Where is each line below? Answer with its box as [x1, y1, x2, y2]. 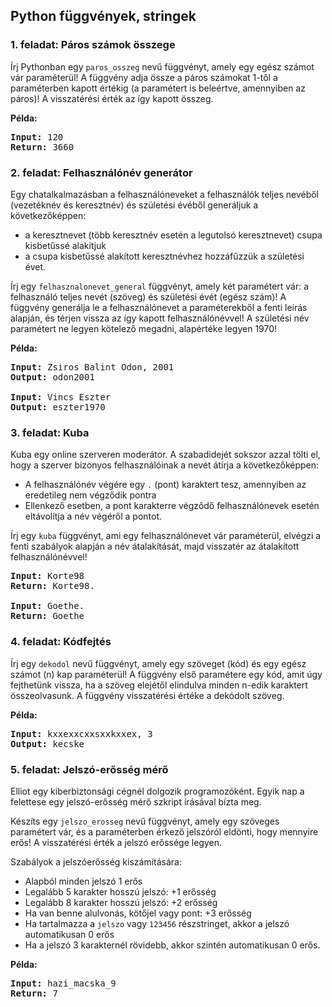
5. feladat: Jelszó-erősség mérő [10, 762, 169, 776]
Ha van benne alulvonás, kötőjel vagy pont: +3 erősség [24, 907, 252, 919]
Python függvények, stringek [10, 8, 197, 25]
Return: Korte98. [10, 580, 95, 592]
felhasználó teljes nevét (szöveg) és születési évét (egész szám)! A [10, 290, 287, 303]
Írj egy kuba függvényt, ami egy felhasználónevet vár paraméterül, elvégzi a [10, 530, 322, 542]
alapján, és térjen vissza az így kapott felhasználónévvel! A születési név [10, 312, 310, 324]
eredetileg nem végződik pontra [24, 489, 157, 501]
